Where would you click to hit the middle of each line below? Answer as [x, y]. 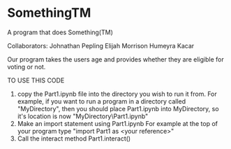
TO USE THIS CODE [36, 80]
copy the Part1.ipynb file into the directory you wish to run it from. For [117, 94]
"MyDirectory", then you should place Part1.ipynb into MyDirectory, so [118, 108]
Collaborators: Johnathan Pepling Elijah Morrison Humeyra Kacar [101, 45]
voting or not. [27, 66]
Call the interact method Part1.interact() [74, 139]
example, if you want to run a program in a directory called [102, 101]
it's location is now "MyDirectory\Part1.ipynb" [83, 116]
